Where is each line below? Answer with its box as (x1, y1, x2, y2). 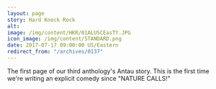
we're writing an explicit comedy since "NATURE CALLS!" (7, 74, 171, 82)
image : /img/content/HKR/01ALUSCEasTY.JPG (7, 29, 131, 36)
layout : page (7, 10, 45, 17)
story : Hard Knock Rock (7, 16, 76, 23)
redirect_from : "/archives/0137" (7, 49, 104, 55)
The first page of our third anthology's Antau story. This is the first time (7, 66, 210, 75)
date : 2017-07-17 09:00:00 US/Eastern (7, 42, 119, 49)
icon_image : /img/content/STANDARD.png (7, 36, 122, 42)
